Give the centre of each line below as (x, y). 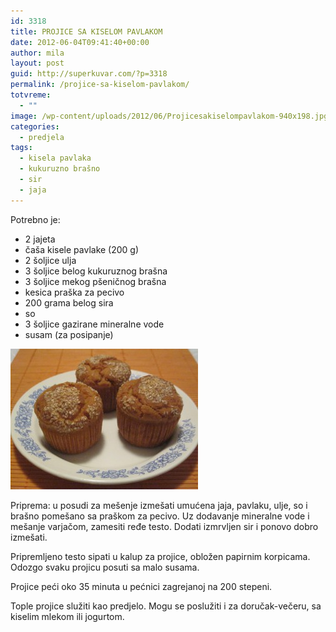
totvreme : (31, 95)
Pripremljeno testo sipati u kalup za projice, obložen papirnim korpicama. (160, 556)
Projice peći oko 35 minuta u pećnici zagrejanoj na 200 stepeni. (141, 586)
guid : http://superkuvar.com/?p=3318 (89, 74)
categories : (35, 126)
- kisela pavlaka (55, 158)
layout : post (37, 63)
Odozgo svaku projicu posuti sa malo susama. (105, 567)
